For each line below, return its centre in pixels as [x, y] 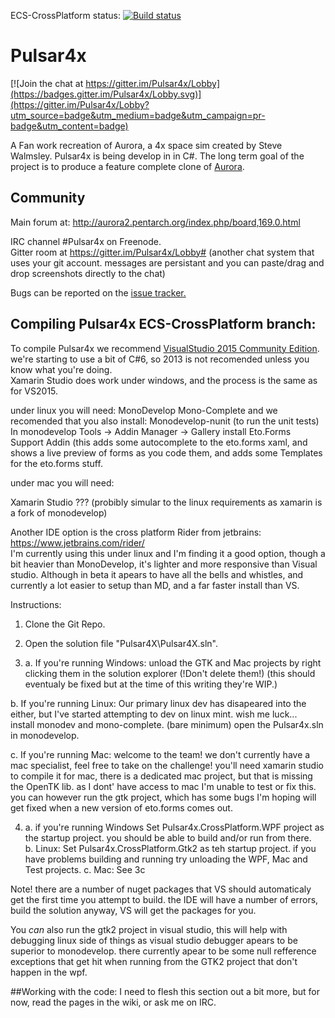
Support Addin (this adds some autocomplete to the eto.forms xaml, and [159, 442]
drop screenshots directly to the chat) [88, 273]
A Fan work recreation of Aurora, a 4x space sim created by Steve [146, 145]
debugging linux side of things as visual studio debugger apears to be [154, 940]
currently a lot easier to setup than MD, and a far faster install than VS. [155, 585]
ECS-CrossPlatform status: [65, 15]
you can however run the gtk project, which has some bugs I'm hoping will [163, 797]
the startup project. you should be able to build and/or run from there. [168, 837]
